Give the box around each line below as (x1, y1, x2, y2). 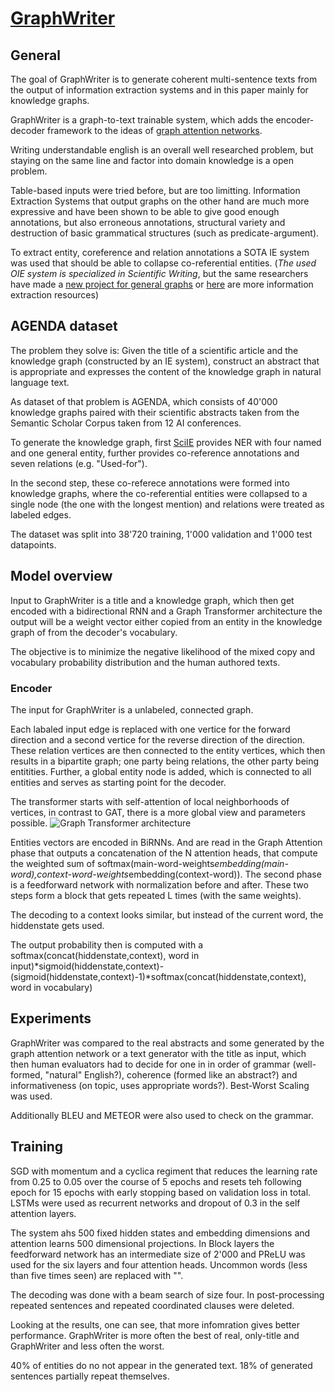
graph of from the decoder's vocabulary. (10, 626, 178, 638)
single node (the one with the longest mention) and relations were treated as (10, 498, 325, 510)
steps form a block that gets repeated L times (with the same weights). (10, 889, 302, 901)
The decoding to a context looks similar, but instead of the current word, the (10, 908, 324, 921)
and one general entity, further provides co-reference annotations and (10, 447, 300, 459)
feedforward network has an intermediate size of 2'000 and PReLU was (10, 1248, 306, 1260)
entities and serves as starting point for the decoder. (10, 776, 227, 788)
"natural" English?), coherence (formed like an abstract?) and (44, 1068, 298, 1081)
